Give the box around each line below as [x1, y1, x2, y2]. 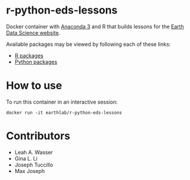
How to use [6, 79, 62, 92]
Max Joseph [14, 167, 45, 174]
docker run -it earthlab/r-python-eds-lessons [6, 109, 122, 115]
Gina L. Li [14, 155, 38, 162]
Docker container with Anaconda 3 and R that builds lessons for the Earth [6, 23, 184, 30]
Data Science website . [6, 29, 61, 36]
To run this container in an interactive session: [6, 98, 118, 105]
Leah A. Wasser [14, 148, 53, 156]
